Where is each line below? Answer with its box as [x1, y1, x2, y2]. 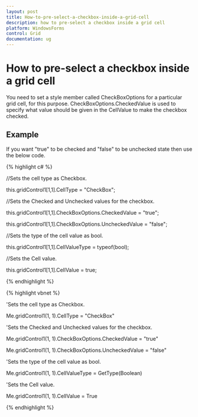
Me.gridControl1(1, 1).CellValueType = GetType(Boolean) [6, 369, 142, 376]
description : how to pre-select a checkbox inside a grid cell [6, 20, 165, 25]
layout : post [6, 8, 38, 15]
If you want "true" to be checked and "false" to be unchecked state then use [6, 146, 193, 153]
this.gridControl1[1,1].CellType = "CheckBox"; [6, 186, 116, 193]
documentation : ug [6, 36, 51, 42]
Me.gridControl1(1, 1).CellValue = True [6, 392, 98, 399]
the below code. [6, 151, 46, 159]
